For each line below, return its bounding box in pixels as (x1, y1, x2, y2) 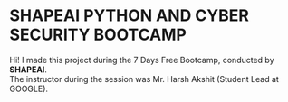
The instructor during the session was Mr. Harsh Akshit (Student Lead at (9, 73, 279, 84)
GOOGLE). (9, 83, 48, 94)
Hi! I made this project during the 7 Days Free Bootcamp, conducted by (9, 54, 274, 65)
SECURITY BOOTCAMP (9, 24, 187, 45)
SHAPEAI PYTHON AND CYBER (9, 5, 249, 26)
